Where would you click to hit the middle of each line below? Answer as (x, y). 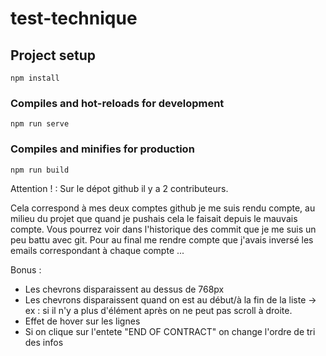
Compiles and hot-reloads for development (117, 103)
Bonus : (26, 269)
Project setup (53, 55)
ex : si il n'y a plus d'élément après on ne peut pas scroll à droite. (158, 310)
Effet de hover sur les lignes (82, 321)
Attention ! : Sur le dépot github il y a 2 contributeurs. (119, 188)
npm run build (40, 170)
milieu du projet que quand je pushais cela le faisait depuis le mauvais (154, 218)
